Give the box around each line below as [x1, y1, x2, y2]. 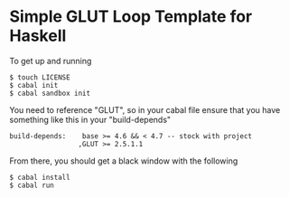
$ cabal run [9, 181, 54, 190]
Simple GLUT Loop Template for [9, 6, 253, 27]
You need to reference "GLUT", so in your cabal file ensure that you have [9, 104, 281, 115]
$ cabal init [9, 80, 59, 89]
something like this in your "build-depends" [9, 114, 172, 125]
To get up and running [9, 55, 92, 66]
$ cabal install [9, 173, 70, 182]
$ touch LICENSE [9, 72, 70, 82]
